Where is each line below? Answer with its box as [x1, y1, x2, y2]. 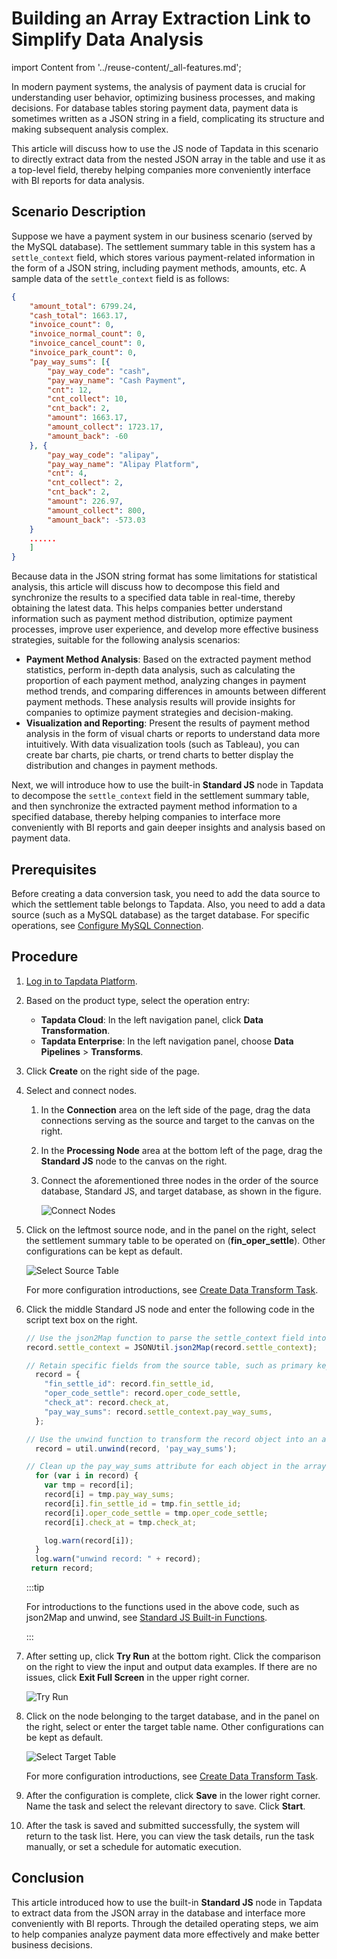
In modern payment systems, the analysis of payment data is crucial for [11, 80, 306, 92]
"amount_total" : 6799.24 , [29, 301, 138, 311]
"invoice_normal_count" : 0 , [29, 329, 146, 339]
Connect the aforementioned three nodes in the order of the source [40, 1174, 319, 1186]
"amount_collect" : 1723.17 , [47, 422, 164, 432]
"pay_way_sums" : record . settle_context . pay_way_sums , [44, 1407, 273, 1417]
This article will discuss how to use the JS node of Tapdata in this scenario [11, 142, 319, 154]
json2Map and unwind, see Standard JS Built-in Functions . [25, 1612, 268, 1623]
